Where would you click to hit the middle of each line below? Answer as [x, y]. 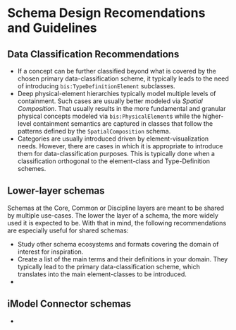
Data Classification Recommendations [93, 54]
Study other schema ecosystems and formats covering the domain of [118, 244]
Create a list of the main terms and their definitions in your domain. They [123, 259]
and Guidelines [52, 28]
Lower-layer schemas [56, 191]
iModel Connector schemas [69, 304]
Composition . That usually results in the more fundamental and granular [122, 108]
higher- [213, 116]
